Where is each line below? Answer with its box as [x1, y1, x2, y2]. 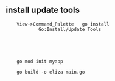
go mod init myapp [16, 58, 63, 65]
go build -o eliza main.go [16, 69, 85, 75]
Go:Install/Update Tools [38, 26, 102, 32]
